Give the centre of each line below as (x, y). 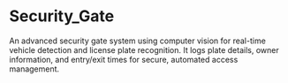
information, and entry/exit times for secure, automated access (124, 59)
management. (34, 69)
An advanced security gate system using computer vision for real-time (138, 41)
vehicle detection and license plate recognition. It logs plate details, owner (144, 49)
